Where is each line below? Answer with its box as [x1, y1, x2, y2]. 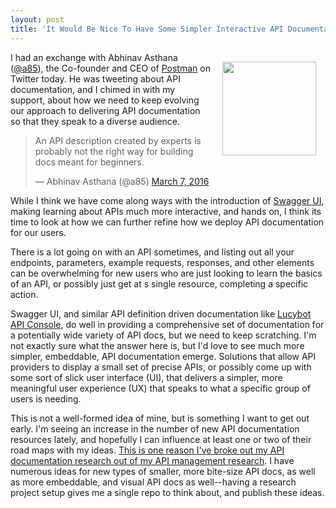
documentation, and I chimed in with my [10, 83, 176, 95]
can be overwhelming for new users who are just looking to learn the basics [10, 267, 323, 279]
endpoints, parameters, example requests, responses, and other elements [10, 256, 315, 268]
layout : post [10, 14, 65, 25]
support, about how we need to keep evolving [10, 94, 200, 106]
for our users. [10, 226, 67, 238]
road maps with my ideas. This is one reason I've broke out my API [10, 444, 285, 456]
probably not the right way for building [34, 145, 194, 157]
